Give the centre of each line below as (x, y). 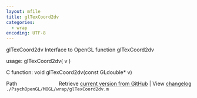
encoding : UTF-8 (26, 33)
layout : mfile (24, 11)
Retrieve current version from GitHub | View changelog (125, 84)
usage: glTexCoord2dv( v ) (39, 61)
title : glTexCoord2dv (33, 17)
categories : (21, 22)
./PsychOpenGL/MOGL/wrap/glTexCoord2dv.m (58, 89)
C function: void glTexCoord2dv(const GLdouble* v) (69, 72)
